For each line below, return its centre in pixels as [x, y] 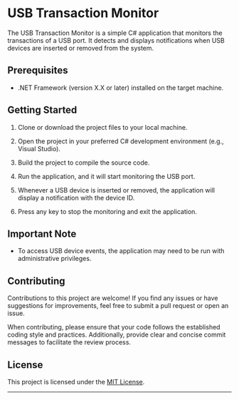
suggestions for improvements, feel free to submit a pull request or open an [118, 306]
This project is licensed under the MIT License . [76, 382]
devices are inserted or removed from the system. [81, 48]
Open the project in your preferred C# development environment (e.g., [121, 141]
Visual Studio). [39, 148]
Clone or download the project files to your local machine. [102, 127]
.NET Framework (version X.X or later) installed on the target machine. [121, 88]
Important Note [42, 234]
